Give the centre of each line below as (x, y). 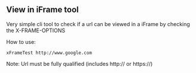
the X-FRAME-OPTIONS (36, 30)
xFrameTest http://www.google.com (49, 53)
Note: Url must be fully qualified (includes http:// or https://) (79, 64)
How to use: (21, 42)
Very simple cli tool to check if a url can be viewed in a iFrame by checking (98, 24)
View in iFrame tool (42, 10)
